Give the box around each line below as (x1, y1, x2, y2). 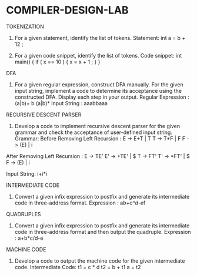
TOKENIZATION (6, 23, 44, 30)
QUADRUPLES (6, 210, 41, 217)
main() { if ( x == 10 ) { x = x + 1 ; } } (14, 58, 101, 65)
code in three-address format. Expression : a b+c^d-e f (14, 199, 146, 206)
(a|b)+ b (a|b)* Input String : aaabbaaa (14, 99, 108, 106)
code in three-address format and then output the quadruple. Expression (14, 228, 191, 235)
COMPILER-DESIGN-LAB (6, 4, 129, 17)
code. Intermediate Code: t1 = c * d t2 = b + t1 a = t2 (14, 263, 141, 270)
